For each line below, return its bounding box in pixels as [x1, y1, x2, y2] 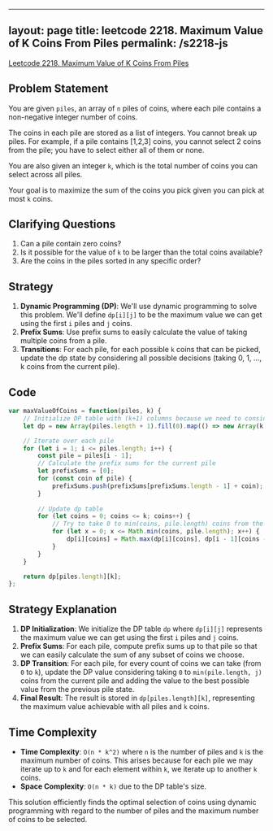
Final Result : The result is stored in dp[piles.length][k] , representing [19, 693, 256, 703]
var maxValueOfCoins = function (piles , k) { [8, 407, 162, 415]
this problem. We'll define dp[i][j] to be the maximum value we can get [19, 310, 262, 320]
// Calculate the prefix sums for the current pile [37, 459, 217, 468]
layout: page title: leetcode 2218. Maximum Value [8, 24, 264, 37]
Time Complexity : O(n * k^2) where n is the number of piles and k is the [19, 746, 264, 756]
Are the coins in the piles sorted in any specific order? [19, 256, 201, 266]
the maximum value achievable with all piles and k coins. [19, 702, 210, 711]
